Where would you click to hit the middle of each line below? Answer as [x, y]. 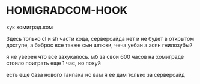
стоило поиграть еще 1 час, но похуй [53, 63]
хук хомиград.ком [29, 27]
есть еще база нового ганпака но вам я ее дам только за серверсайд [95, 74]
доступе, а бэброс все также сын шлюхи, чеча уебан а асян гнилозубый [100, 45]
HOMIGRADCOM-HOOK [67, 10]
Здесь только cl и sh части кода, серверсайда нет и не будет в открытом [100, 38]
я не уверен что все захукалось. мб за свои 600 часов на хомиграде [95, 56]
